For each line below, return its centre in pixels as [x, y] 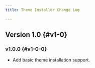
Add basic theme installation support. [51, 60]
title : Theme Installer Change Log [42, 10]
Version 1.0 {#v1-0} [36, 35]
